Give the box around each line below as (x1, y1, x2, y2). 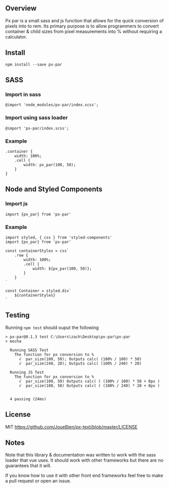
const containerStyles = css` (5, 248, 70, 253)
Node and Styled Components (5, 185, 103, 193)
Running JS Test (10, 370, 44, 375)
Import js (5, 200, 28, 207)
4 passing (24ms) (10, 396, 47, 402)
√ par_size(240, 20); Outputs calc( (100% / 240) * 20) (18, 361, 142, 366)
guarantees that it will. (5, 463, 52, 469)
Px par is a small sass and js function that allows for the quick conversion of (5, 17, 164, 23)
